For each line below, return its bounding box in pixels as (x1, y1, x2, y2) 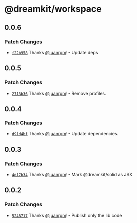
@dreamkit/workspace (4, 3, 102, 15)
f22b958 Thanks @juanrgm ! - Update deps (11, 49, 98, 55)
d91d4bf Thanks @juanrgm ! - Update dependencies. (11, 131, 119, 137)
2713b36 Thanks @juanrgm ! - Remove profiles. (11, 90, 106, 96)
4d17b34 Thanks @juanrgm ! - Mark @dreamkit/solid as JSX (11, 171, 133, 177)
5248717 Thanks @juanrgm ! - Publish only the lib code (11, 212, 122, 218)
